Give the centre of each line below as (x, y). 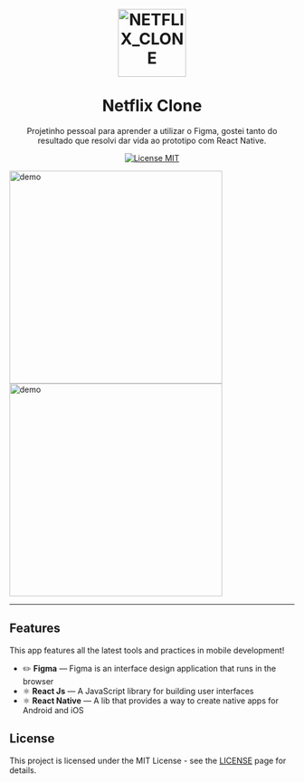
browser (38, 681)
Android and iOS (53, 710)
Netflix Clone (152, 106)
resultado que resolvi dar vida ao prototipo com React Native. (152, 140)
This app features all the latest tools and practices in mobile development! (147, 650)
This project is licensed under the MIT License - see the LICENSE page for (148, 760)
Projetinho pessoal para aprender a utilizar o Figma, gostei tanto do (152, 130)
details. (23, 770)
